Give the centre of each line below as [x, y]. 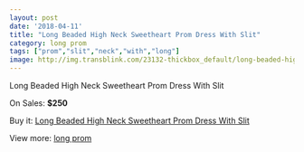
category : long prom [48, 43]
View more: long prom [51, 138]
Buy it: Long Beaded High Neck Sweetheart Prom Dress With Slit [130, 120]
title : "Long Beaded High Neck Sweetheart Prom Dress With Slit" [135, 34]
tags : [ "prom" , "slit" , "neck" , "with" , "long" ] [95, 52]
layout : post [34, 18]
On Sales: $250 [38, 103]
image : [22, 60]
